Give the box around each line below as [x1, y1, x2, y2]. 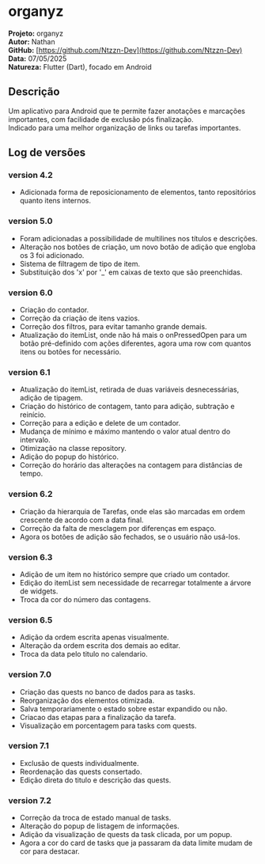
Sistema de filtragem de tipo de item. [19, 259, 141, 268]
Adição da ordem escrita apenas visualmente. [19, 632, 169, 642]
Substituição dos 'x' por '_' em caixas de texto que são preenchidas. [19, 267, 243, 277]
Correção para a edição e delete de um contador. [19, 419, 180, 428]
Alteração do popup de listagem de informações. [19, 821, 180, 831]
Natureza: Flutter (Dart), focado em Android [8, 62, 152, 71]
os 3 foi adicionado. [19, 250, 85, 260]
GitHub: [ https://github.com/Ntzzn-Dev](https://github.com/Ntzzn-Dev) [8, 45, 243, 55]
